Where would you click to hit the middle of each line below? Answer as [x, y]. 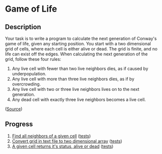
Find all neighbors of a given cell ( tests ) [51, 136]
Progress [19, 124]
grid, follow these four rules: [33, 59]
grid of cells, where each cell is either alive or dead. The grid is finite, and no [81, 49]
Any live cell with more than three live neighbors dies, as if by [73, 79]
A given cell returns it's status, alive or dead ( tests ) [63, 146]
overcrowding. [26, 84]
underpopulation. [29, 74]
